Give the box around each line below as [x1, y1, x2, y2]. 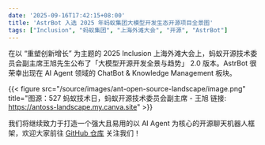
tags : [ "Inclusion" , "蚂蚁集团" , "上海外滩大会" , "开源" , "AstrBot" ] [8, 26, 228, 34]
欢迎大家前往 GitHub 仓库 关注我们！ [21, 128, 141, 138]
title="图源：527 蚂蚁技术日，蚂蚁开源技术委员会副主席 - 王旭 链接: [8, 94, 227, 103]
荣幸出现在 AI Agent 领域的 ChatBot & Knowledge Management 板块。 [8, 69, 237, 78]
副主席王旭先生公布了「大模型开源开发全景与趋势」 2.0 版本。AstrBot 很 [21, 58, 257, 68]
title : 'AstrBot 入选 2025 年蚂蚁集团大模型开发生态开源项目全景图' [8, 19, 214, 27]
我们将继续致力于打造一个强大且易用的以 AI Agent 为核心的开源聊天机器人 [8, 119, 248, 128]
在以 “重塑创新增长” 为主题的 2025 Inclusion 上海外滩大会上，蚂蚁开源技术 [8, 49, 251, 58]
